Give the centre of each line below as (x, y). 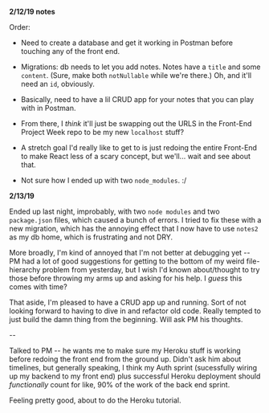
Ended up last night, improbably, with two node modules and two (114, 211)
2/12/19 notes (32, 12)
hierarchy (25, 270)
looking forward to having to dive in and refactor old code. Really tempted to (135, 311)
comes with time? (38, 287)
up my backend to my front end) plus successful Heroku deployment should (135, 376)
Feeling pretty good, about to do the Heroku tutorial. (95, 400)
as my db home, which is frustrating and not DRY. (91, 237)
